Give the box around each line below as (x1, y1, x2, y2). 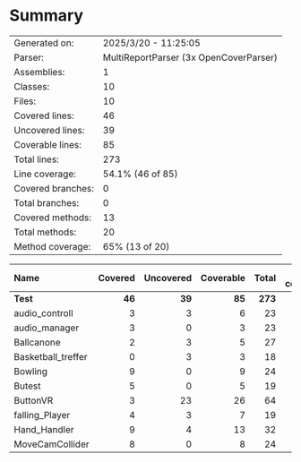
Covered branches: (13, 182, 95, 194)
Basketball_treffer (13, 350, 88, 363)
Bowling (13, 364, 47, 377)
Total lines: (13, 153, 60, 166)
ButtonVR (13, 394, 54, 406)
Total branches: (13, 196, 80, 209)
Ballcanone (13, 336, 61, 348)
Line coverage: (13, 167, 76, 180)
